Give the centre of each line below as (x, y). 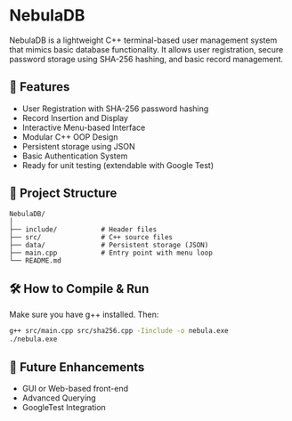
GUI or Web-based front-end (75, 388)
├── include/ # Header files (83, 229)
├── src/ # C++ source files (91, 237)
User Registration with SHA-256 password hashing (115, 109)
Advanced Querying (59, 398)
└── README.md (36, 260)
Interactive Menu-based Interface (84, 127)
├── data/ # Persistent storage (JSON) (109, 245)
